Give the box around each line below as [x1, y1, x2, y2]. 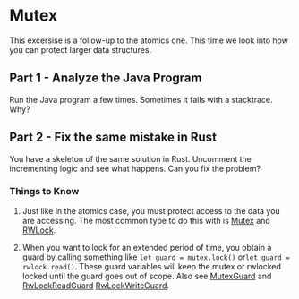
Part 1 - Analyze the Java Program [9, 71, 202, 86]
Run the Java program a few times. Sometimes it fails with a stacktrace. [9, 94, 273, 105]
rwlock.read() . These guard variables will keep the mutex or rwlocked [21, 261, 282, 271]
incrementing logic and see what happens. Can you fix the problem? [9, 163, 261, 174]
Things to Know [9, 185, 80, 198]
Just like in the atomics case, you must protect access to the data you [21, 205, 280, 216]
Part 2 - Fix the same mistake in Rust [9, 130, 218, 145]
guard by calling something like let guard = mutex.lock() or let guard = [21, 252, 290, 262]
